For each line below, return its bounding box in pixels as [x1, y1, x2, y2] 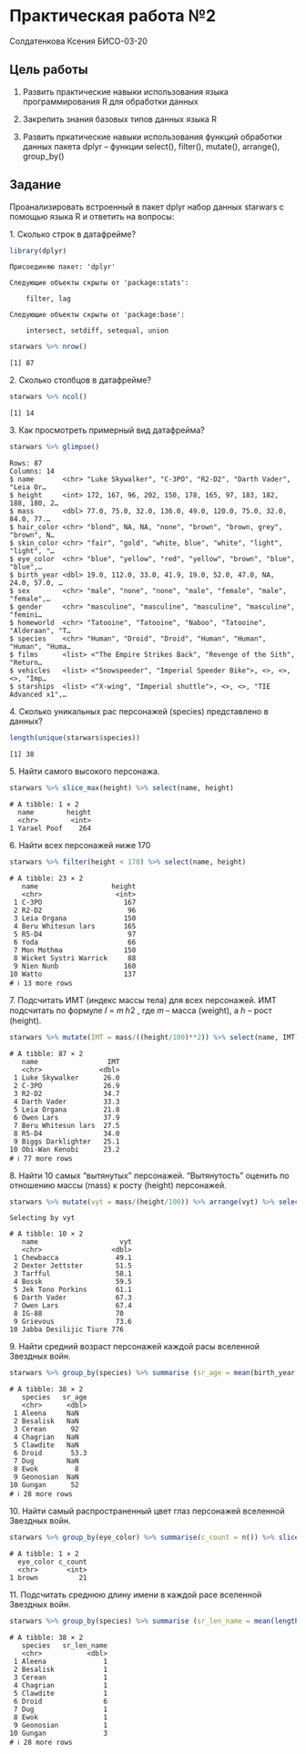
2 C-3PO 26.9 [13, 1081, 120, 1090]
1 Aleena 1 [13, 1657, 107, 1667]
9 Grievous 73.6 [13, 1318, 132, 1327]
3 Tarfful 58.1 [13, 1269, 132, 1278]
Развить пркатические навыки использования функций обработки [22, 131, 282, 142]
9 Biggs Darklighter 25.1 [13, 1136, 120, 1146]
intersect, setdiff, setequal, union [25, 326, 169, 335]
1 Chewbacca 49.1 [13, 1254, 132, 1263]
